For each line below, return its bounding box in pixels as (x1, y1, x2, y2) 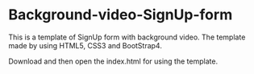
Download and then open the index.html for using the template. (8, 56, 219, 66)
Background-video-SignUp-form (8, 6, 233, 24)
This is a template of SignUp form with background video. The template (8, 32, 246, 42)
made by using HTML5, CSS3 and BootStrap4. (8, 40, 163, 50)
